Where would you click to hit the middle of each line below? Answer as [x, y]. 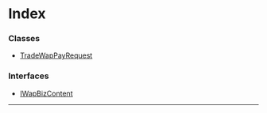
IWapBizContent [46, 93]
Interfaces [29, 76]
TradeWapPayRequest [56, 55]
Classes [24, 39]
